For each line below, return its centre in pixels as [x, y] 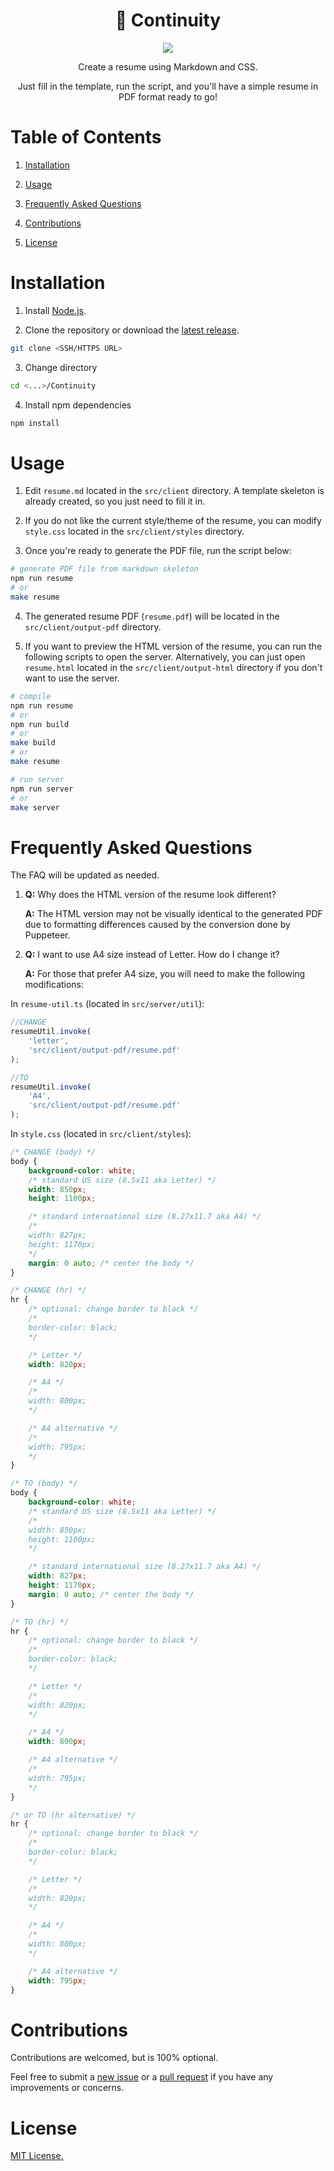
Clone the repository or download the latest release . [132, 330]
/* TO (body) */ [44, 1484]
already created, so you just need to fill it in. [115, 501]
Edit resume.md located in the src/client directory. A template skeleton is [174, 491]
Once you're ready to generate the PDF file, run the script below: [158, 551]
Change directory [61, 367]
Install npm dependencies [78, 405]
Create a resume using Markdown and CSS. [168, 66]
